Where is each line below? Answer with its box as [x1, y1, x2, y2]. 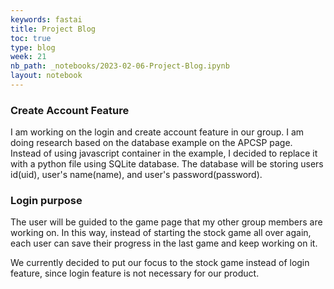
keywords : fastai [10, 14, 83, 25]
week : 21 [10, 52, 47, 62]
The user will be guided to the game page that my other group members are [10, 216, 323, 228]
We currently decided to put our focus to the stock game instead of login [10, 257, 310, 269]
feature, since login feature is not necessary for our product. [10, 267, 260, 280]
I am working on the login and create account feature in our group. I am [10, 126, 305, 138]
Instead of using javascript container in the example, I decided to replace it [10, 147, 318, 160]
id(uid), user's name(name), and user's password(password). [10, 169, 263, 181]
